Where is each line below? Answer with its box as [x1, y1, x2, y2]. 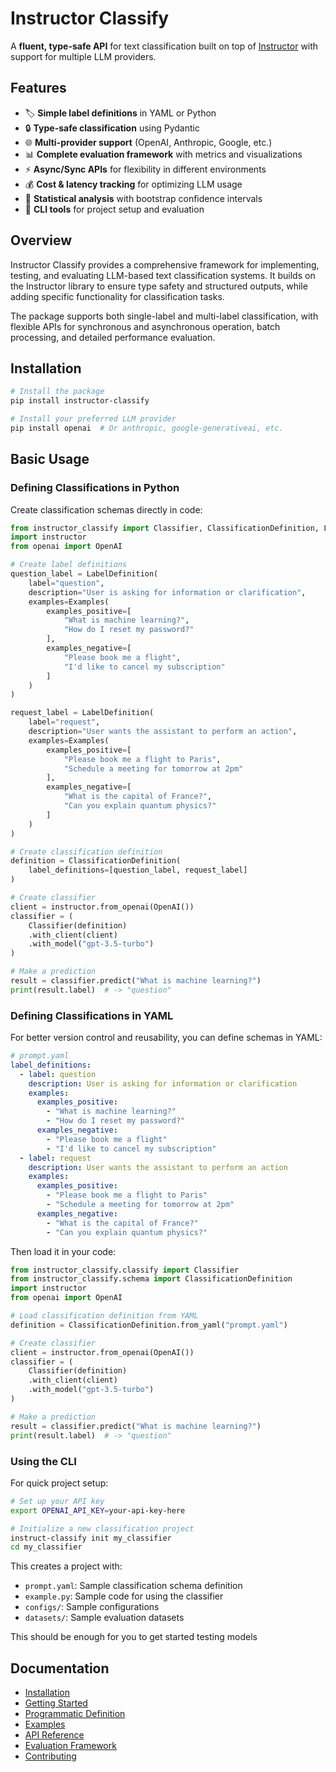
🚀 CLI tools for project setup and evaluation [24, 203, 205, 215]
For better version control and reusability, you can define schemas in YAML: [10, 1032, 323, 1044]
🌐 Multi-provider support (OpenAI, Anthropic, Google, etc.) [24, 136, 273, 148]
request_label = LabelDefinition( [10, 708, 155, 718]
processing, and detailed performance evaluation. [10, 331, 216, 343]
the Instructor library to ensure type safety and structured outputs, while [10, 280, 308, 292]
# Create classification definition [10, 847, 163, 857]
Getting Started [24, 1697, 88, 1709]
